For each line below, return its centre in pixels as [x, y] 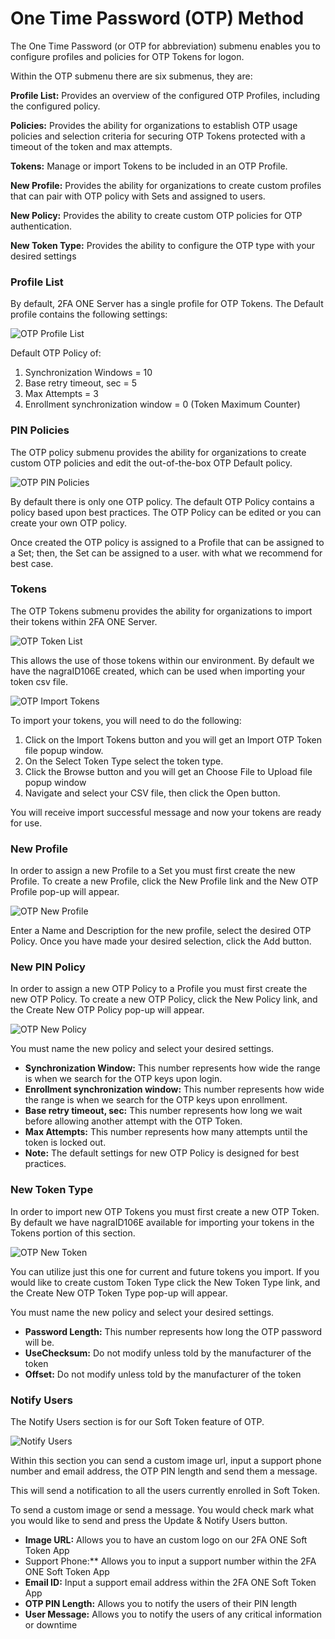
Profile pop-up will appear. [65, 892]
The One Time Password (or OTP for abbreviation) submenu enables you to [165, 46]
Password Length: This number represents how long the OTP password [173, 1331]
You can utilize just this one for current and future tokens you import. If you [165, 1271]
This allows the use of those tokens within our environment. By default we [162, 660]
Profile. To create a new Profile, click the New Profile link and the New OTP [164, 881]
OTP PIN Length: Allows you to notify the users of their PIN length [161, 1604]
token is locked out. [65, 1143]
